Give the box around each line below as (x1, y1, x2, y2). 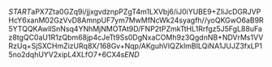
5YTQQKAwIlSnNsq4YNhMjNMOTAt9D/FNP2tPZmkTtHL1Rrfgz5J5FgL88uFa (8, 24, 262, 33)
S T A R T (8, 7, 32, 16)
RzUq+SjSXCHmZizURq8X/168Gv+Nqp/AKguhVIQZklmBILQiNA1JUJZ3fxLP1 (8, 41, 262, 51)
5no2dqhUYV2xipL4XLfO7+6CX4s (8, 50, 125, 59)
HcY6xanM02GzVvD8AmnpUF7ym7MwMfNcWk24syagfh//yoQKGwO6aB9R (8, 15, 264, 25)
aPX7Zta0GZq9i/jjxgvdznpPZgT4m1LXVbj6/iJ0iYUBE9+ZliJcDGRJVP (31, 7, 261, 16)
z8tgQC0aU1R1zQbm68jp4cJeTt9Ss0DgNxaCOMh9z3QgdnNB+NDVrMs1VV (8, 32, 264, 42)
